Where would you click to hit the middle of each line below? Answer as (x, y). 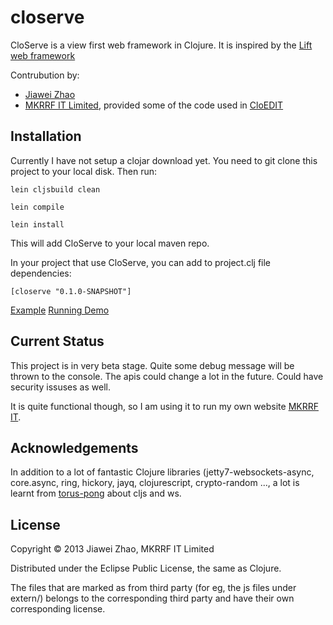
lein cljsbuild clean (55, 189)
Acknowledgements (74, 447)
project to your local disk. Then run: (83, 171)
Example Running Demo (60, 310)
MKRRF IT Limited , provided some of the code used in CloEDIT (154, 105)
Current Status (57, 341)
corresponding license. (58, 609)
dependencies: (41, 273)
